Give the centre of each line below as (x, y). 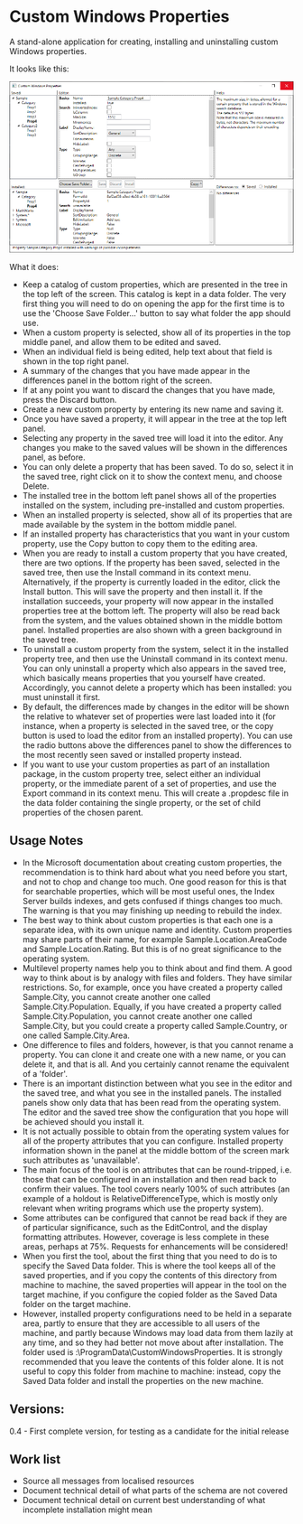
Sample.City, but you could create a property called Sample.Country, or (155, 1025)
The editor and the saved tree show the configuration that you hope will (155, 1112)
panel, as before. (54, 457)
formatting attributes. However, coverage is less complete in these (146, 1237)
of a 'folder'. (45, 1073)
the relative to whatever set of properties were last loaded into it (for (149, 716)
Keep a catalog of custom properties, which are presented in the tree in (155, 285)
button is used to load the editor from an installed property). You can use (157, 736)
